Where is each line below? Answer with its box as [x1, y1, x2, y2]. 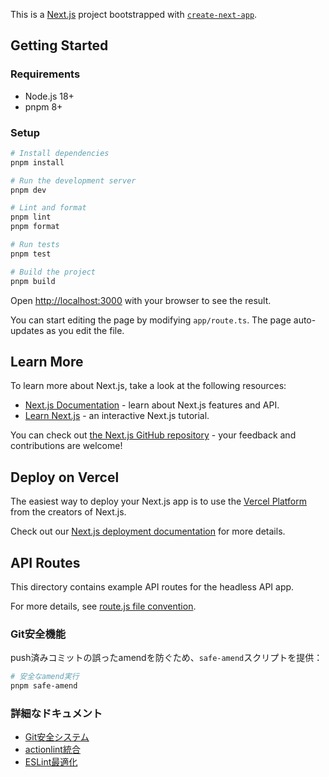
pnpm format [10, 222, 60, 232]
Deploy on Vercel [10, 469, 120, 486]
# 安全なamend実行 [10, 672, 80, 682]
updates [10, 324, 45, 336]
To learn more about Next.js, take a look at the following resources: [10, 380, 287, 392]
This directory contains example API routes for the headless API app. [10, 581, 295, 593]
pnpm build [10, 276, 56, 286]
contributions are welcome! [10, 440, 123, 452]
